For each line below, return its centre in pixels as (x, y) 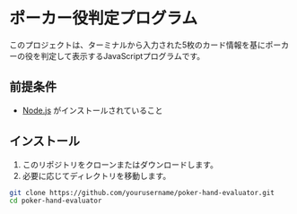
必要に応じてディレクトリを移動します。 (96, 175)
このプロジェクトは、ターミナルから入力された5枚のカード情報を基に (138, 45)
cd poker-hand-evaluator (56, 201)
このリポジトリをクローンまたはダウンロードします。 (120, 164)
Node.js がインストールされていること (92, 110)
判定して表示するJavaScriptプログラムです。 (122, 56)
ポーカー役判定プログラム (104, 18)
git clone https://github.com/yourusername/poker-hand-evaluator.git (142, 193)
